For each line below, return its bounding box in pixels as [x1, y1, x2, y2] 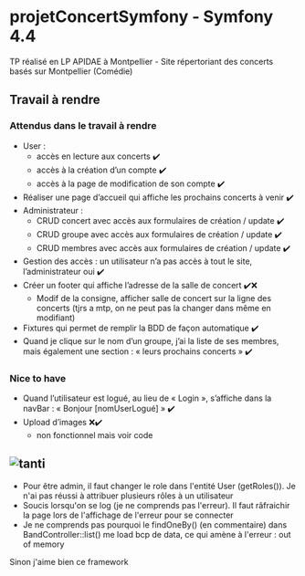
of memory [22, 539, 65, 550]
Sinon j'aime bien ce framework [9, 556, 130, 567]
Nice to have [9, 372, 67, 384]
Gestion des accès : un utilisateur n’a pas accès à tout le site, [22, 256, 253, 267]
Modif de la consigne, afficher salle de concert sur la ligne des [36, 292, 272, 303]
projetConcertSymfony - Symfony [9, 6, 274, 27]
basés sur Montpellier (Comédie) [9, 66, 133, 77]
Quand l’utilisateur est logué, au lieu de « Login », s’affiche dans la [22, 393, 272, 403]
